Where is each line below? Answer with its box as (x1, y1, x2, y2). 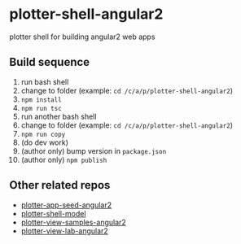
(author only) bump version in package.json (20, 146, 167, 155)
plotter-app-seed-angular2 (20, 200, 112, 210)
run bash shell (20, 76, 69, 86)
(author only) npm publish (20, 155, 107, 164)
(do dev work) (20, 137, 68, 147)
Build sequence (9, 55, 90, 69)
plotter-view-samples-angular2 (20, 217, 127, 227)
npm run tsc (20, 104, 62, 112)
